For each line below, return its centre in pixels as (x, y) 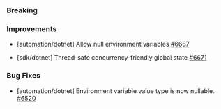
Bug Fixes (24, 76)
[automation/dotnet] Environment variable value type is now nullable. (116, 91)
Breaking (22, 10)
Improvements (32, 28)
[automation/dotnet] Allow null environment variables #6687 (103, 44)
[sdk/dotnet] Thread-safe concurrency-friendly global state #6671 (112, 58)
